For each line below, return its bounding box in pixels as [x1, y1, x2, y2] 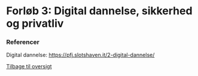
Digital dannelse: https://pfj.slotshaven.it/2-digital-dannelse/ [6, 52, 155, 59]
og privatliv [6, 17, 64, 30]
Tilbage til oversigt [6, 63, 52, 70]
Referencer [6, 38, 40, 46]
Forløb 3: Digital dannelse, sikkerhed [6, 4, 193, 18]
